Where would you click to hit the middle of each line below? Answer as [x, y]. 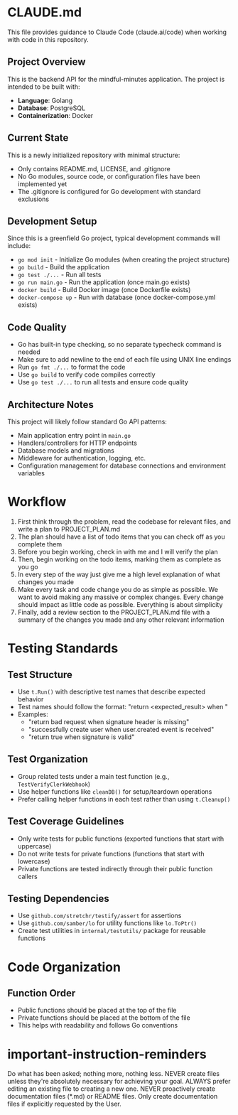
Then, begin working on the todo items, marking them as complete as [119, 559]
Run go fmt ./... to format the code [71, 367]
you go [28, 566]
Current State [38, 138]
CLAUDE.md [45, 12]
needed [29, 352]
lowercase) [34, 861]
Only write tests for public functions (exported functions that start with [121, 839]
